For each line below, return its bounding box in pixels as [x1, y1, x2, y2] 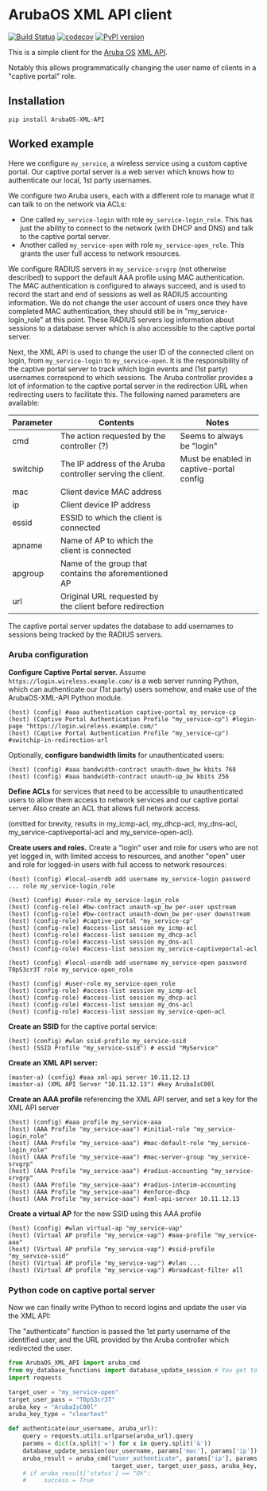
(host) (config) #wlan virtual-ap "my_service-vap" [8, 1224, 183, 1232]
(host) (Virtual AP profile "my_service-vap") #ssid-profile [8, 1245, 215, 1253]
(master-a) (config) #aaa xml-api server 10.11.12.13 [8, 1073, 191, 1081]
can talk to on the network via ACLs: [8, 199, 127, 209]
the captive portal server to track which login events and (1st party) [8, 364, 228, 374]
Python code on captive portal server [8, 1285, 155, 1296]
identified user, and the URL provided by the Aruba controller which [8, 1335, 229, 1344]
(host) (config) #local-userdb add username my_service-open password [8, 959, 247, 967]
